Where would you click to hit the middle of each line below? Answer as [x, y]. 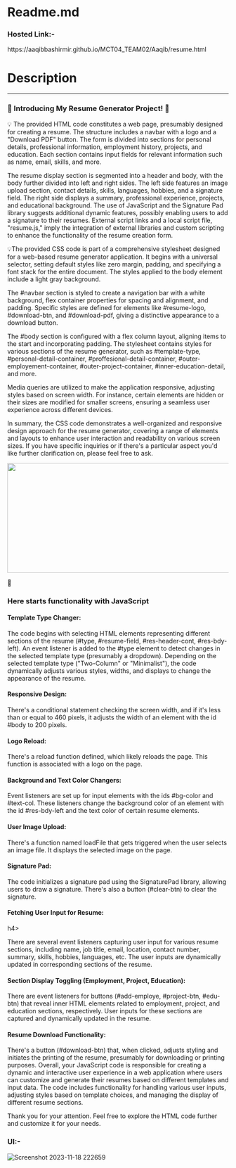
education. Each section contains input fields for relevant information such [115, 154]
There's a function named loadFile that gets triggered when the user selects [117, 842]
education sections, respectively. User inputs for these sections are [105, 1011]
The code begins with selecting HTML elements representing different [109, 633]
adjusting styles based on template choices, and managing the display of [113, 1095]
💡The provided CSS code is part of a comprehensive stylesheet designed [114, 249]
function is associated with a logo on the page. [75, 764]
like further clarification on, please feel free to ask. [80, 453]
